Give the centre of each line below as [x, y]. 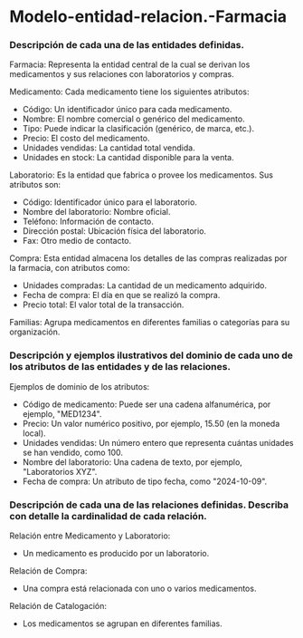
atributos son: [35, 185]
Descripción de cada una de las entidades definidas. [127, 45]
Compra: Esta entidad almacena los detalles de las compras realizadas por [148, 258]
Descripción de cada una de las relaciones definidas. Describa [149, 505]
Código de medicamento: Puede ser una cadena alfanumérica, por [147, 404]
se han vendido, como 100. [73, 452]
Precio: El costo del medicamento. [86, 139]
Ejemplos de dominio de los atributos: [80, 386]
